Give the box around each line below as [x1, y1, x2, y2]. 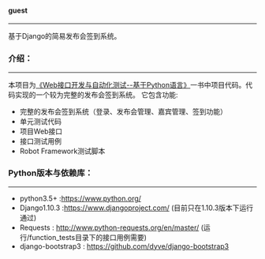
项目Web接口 [19, 126, 63, 136]
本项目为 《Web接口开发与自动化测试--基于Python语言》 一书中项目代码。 [8, 80, 246, 89]
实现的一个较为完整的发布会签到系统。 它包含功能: [14, 90, 178, 99]
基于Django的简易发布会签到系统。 [8, 32, 121, 41]
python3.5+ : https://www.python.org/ [19, 193, 142, 203]
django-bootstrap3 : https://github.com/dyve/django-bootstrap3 [19, 241, 230, 251]
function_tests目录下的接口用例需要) [28, 232, 147, 242]
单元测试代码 [19, 116, 62, 126]
